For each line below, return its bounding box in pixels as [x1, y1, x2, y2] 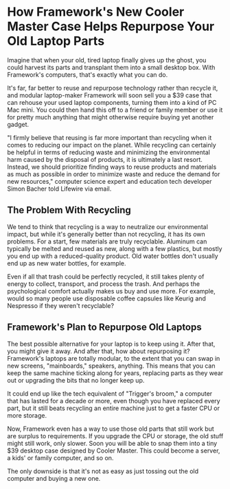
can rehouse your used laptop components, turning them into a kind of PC [7, 98, 217, 106]
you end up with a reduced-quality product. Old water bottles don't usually [7, 252, 218, 260]
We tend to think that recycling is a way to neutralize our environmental [7, 222, 208, 230]
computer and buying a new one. [7, 474, 101, 482]
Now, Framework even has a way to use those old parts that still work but [7, 425, 214, 433]
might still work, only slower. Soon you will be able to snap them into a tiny [7, 439, 218, 447]
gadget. [7, 120, 30, 128]
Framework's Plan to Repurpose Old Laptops [7, 322, 202, 333]
